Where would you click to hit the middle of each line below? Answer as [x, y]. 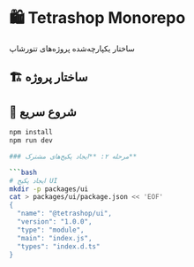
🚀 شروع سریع [43, 112]
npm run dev [31, 141]
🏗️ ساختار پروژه [48, 77]
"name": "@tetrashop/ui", [65, 214]
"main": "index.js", [55, 238]
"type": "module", [51, 230]
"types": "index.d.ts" [59, 246]
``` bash [23, 172]
